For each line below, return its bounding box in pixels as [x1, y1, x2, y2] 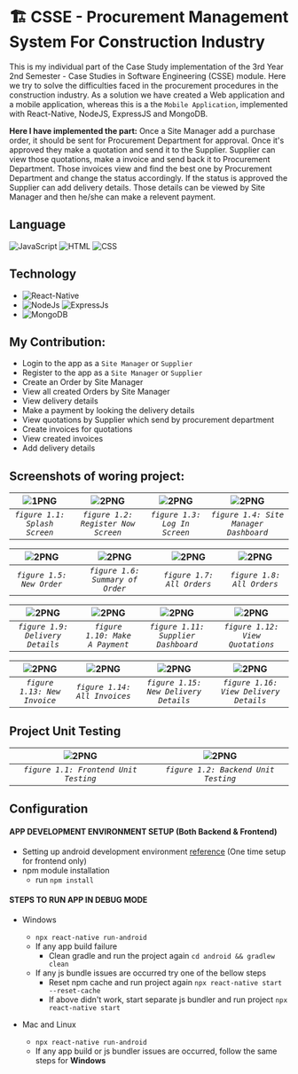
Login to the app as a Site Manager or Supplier [21, 358, 193, 369]
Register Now [80, 519, 136, 529]
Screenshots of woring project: [9, 468, 184, 483]
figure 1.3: [150, 510, 201, 520]
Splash [26, 519, 54, 529]
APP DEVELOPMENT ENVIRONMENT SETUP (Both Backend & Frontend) [9, 826, 278, 836]
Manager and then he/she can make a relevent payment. [9, 192, 216, 202]
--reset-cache [48, 986, 101, 995]
